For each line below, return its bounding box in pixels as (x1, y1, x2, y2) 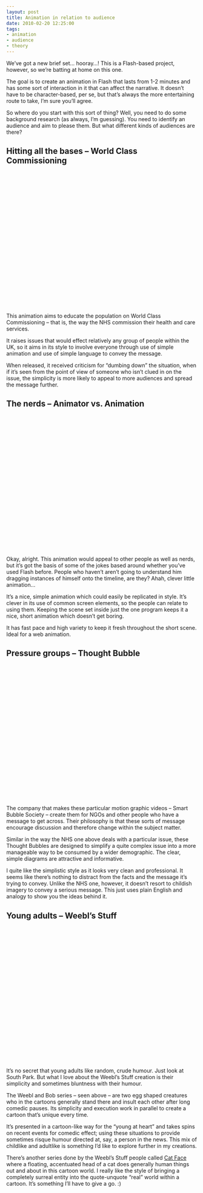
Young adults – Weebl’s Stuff (6, 911, 117, 921)
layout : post (6, 9, 39, 15)
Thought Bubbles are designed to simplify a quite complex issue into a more (6, 842, 196, 850)
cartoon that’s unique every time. (6, 1111, 89, 1119)
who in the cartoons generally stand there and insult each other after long (6, 1098, 190, 1105)
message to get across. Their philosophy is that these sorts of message (6, 817, 185, 825)
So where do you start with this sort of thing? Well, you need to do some (6, 109, 187, 116)
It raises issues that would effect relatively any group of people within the (6, 337, 190, 344)
